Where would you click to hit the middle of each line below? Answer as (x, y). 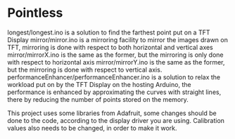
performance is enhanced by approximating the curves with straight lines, (114, 92)
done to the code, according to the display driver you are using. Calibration (116, 120)
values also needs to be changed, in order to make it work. (92, 128)
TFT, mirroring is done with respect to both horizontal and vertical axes (110, 47)
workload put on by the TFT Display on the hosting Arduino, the (99, 84)
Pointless (35, 13)
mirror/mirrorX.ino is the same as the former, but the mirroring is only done (115, 55)
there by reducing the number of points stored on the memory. (98, 99)
